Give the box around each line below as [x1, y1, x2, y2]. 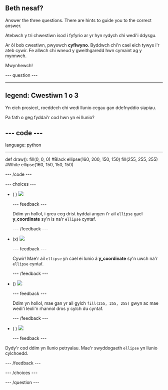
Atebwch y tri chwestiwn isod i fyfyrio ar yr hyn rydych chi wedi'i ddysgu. [5, 32, 156, 38]
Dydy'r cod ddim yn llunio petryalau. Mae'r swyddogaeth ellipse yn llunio [5, 345, 157, 351]
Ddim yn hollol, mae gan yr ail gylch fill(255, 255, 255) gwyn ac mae [12, 300, 159, 306]
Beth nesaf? [5, 4, 43, 13]
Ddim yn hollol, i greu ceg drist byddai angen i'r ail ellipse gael [12, 211, 143, 217]
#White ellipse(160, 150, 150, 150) [5, 162, 74, 168]
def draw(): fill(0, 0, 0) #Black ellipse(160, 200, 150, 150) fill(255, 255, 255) [5, 156, 158, 162]
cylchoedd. [5, 350, 28, 356]
